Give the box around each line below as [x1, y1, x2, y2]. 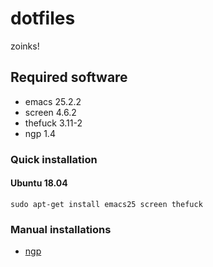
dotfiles [10, 7, 76, 30]
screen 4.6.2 [24, 106, 77, 118]
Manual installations [10, 222, 112, 236]
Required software [10, 69, 128, 86]
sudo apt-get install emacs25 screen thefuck [10, 199, 203, 209]
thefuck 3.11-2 [24, 117, 83, 129]
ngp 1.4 [24, 127, 56, 139]
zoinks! [10, 40, 40, 52]
